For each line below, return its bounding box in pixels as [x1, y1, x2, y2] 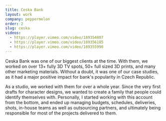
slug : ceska [5, 26, 30, 31]
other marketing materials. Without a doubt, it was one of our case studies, [5, 68, 159, 75]
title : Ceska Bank [5, 7, 43, 12]
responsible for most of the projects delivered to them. [5, 110, 117, 116]
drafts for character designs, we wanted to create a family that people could [5, 89, 162, 95]
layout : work [5, 12, 32, 17]
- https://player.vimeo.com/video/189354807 [9, 35, 104, 40]
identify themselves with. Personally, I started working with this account [5, 94, 153, 100]
